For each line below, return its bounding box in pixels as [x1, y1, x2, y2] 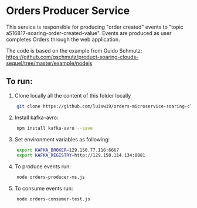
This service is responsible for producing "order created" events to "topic [6, 23, 184, 30]
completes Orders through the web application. [6, 36, 120, 43]
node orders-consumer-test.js [16, 196, 91, 202]
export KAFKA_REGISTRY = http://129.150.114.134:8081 [16, 152, 145, 158]
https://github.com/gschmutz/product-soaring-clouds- [6, 53, 139, 60]
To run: [6, 77, 33, 86]
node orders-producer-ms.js [16, 174, 85, 181]
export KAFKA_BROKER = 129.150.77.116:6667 [16, 147, 119, 153]
